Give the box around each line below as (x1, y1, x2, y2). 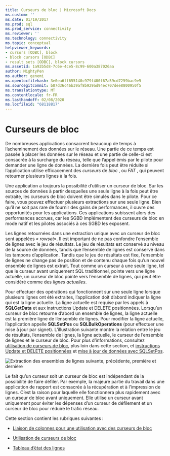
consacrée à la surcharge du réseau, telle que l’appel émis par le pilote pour (5, 157, 163, 163)
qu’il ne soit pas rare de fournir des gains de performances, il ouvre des (5, 204, 155, 211)
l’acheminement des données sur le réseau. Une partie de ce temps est (5, 146, 154, 152)
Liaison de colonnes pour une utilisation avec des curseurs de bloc (12, 425, 152, 432)
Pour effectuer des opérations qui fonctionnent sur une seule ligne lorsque (5, 289, 161, 295)
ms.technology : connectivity (5, 36, 67, 41)
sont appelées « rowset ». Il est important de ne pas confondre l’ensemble (5, 236, 158, 242)
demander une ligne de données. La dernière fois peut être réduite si (5, 162, 149, 168)
